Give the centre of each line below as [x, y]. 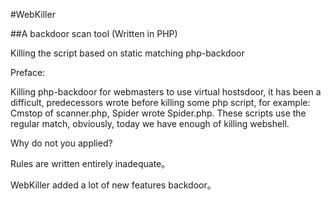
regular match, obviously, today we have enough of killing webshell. [150, 123]
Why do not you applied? [61, 143]
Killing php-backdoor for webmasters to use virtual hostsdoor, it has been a [166, 92]
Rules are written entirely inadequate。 [90, 163]
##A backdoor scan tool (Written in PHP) [94, 33]
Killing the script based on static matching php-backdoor [127, 53]
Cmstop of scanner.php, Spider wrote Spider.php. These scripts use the [158, 113]
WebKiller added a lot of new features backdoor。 [113, 185]
